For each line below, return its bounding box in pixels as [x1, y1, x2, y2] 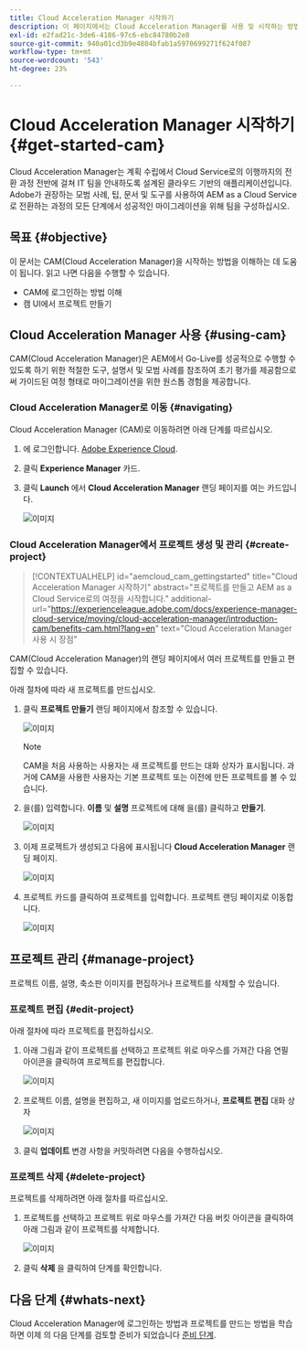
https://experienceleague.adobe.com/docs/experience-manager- [50, 604, 298, 615]
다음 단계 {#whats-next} [9, 1291, 146, 1308]
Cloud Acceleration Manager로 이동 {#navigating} [9, 401, 233, 414]
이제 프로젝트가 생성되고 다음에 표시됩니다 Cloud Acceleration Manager [22, 841, 286, 852]
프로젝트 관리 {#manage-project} [9, 952, 195, 968]
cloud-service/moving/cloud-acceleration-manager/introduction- [31, 614, 279, 625]
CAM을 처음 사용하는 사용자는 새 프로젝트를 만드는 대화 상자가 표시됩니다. [22, 760, 285, 771]
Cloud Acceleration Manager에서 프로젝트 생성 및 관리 [9, 538, 244, 551]
